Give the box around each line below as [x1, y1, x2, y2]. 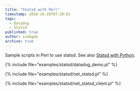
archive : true [5, 39, 34, 44]
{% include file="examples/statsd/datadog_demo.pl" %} [5, 61, 118, 67]
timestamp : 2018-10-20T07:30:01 [5, 12, 70, 17]
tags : [5, 16, 16, 21]
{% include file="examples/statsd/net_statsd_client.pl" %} [5, 80, 121, 86]
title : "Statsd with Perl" [5, 7, 60, 12]
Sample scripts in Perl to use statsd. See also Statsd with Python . [5, 52, 136, 58]
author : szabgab [5, 35, 38, 39]
